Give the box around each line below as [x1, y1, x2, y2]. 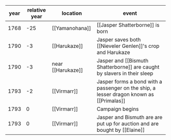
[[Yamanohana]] [51, 25, 92, 32]
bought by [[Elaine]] [96, 127, 145, 133]
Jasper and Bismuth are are [96, 114, 163, 121]
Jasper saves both [96, 36, 141, 43]
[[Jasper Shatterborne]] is [96, 21, 160, 29]
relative [27, 7, 46, 13]
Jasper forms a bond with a [96, 78, 162, 85]
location [62, 10, 82, 17]
